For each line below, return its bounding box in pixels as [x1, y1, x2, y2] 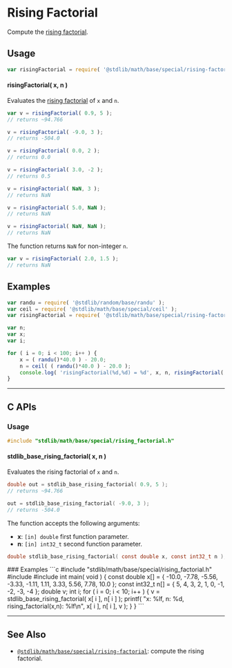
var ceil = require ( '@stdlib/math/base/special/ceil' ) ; [7, 305, 177, 312]
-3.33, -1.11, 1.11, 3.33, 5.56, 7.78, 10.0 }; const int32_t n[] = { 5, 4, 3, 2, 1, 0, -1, [7, 580, 225, 589]
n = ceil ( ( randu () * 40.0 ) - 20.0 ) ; [19, 363, 131, 370]
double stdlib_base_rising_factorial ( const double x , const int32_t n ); [7, 553, 227, 560]
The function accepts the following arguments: [7, 519, 140, 527]
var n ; [7, 325, 26, 332]
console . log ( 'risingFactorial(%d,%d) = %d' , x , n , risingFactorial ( [19, 369, 224, 376]
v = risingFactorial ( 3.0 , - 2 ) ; [7, 166, 104, 173]
